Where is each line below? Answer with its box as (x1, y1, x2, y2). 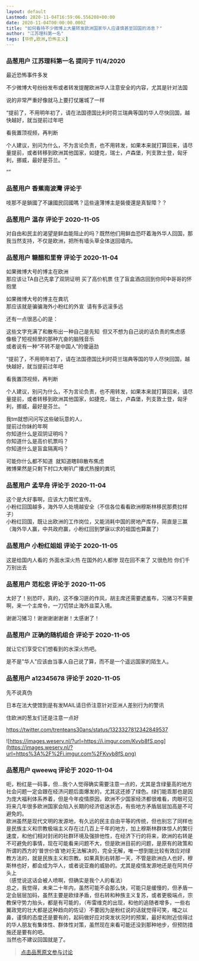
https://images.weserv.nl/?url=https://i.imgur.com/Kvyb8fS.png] (9, 737, 166, 744)
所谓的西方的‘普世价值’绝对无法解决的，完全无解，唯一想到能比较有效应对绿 (6, 847, 191, 854)
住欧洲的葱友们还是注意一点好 (6, 714, 79, 721)
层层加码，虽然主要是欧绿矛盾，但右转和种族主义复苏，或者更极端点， (16, 891, 188, 898)
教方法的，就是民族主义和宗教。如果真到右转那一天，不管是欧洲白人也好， (6, 854, 188, 861)
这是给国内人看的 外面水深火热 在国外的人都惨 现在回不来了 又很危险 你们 (6, 556, 185, 563)
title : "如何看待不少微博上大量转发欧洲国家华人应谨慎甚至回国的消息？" (6, 25, 163, 31)
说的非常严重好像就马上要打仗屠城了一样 (6, 97, 105, 104)
